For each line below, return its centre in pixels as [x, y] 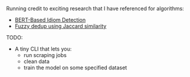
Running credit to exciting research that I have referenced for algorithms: [95, 9]
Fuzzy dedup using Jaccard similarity [61, 26]
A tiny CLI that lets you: [43, 49]
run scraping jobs [45, 55]
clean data [37, 61]
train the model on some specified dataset [75, 68]
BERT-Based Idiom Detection [50, 20]
